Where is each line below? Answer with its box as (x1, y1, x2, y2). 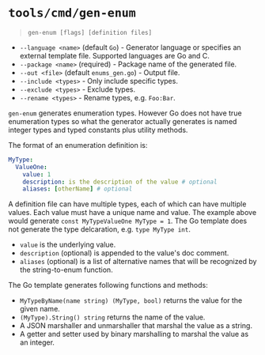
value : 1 (22, 170, 51, 179)
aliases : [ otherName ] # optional (22, 185, 133, 193)
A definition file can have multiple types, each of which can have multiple (8, 199, 247, 209)
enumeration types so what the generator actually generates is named (8, 116, 237, 126)
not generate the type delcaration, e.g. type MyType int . (8, 225, 191, 234)
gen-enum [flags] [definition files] (27, 28, 153, 36)
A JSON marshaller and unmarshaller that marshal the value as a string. (19, 321, 253, 330)
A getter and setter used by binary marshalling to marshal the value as (19, 330, 249, 339)
